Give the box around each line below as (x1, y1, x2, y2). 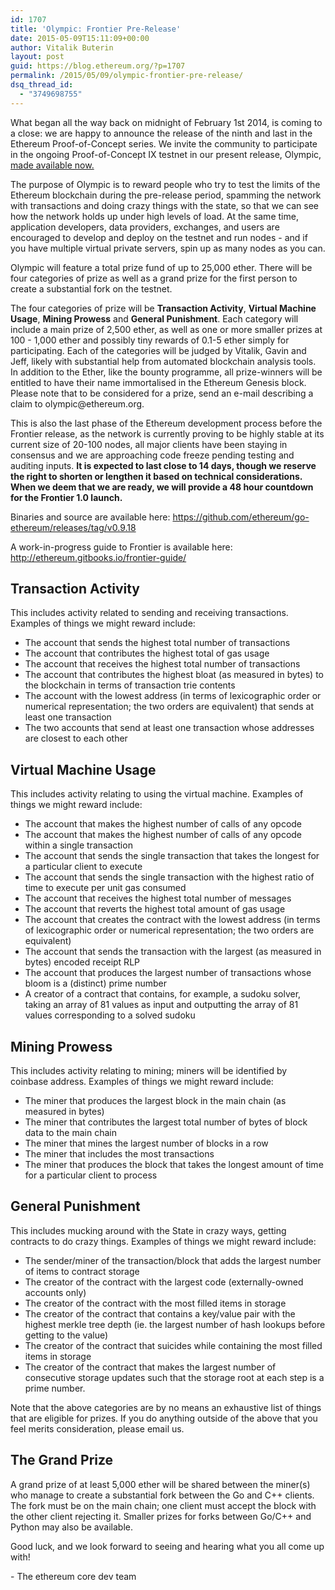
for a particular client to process (24, 1169, 158, 1181)
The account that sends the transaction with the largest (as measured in (24, 946, 322, 958)
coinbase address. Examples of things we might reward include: (10, 1076, 274, 1088)
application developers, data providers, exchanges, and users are (10, 221, 280, 233)
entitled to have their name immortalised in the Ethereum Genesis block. (10, 376, 307, 388)
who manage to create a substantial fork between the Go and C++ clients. (10, 1489, 315, 1501)
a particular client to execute (24, 861, 143, 873)
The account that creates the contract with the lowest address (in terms (24, 914, 321, 926)
